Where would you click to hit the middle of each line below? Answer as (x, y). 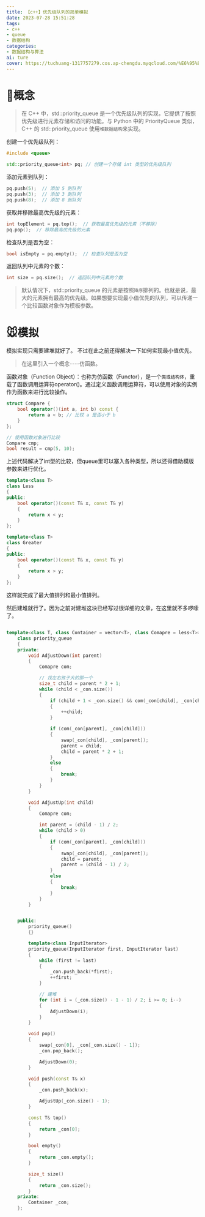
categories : (21, 47)
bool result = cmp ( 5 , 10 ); (41, 449)
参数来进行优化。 (28, 469)
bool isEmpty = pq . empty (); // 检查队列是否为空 (67, 254)
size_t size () (46, 1174)
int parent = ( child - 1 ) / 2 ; (79, 825)
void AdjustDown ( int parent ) (65, 656)
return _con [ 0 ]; (59, 1129)
